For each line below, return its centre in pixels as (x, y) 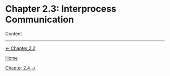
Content (14, 33)
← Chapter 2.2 (20, 48)
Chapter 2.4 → (20, 68)
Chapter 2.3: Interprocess (61, 9)
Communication (40, 20)
